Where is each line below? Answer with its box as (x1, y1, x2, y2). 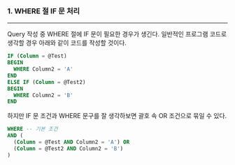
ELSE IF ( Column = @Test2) (7, 78, 86, 85)
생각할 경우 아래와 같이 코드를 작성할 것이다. (7, 38, 127, 47)
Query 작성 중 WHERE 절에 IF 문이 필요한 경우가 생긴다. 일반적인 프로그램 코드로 (7, 30, 227, 38)
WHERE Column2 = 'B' (13, 92, 73, 99)
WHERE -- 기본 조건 (7, 126, 58, 133)
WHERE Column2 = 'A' (13, 66, 73, 73)
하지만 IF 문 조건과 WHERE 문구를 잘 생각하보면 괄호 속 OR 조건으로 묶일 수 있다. (7, 112, 227, 120)
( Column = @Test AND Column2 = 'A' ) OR (13, 138, 130, 146)
